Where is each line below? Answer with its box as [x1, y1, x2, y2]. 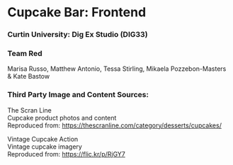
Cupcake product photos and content [7, 113, 117, 122]
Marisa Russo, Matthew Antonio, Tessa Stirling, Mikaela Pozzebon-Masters [7, 64, 227, 73]
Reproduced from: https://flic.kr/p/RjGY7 [7, 149, 125, 158]
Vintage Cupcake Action [7, 135, 79, 143]
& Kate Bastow [7, 72, 50, 81]
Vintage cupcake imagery [7, 142, 83, 151]
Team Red [7, 49, 42, 59]
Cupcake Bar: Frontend [7, 4, 147, 21]
